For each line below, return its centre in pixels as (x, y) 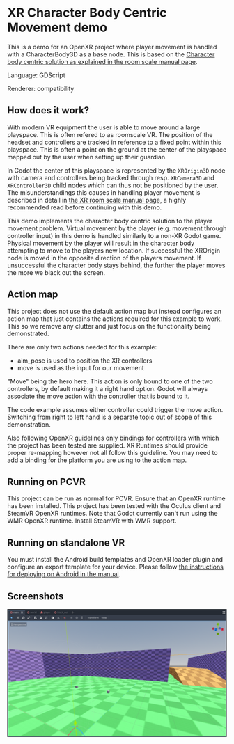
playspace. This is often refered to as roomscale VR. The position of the (110, 134)
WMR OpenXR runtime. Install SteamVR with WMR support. (92, 521)
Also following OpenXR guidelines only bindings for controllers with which (113, 438)
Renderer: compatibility (41, 88)
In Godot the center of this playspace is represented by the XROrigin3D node (116, 170)
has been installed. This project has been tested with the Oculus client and (114, 506)
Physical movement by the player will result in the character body (101, 243)
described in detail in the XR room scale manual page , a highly (97, 200)
